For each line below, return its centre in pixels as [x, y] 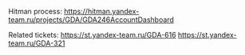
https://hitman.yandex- [101, 11]
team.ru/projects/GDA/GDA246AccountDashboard [91, 20]
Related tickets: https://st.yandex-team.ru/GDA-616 [93, 35]
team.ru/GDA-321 [37, 43]
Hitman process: [35, 11]
